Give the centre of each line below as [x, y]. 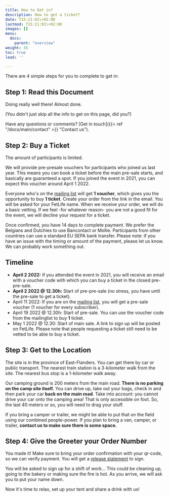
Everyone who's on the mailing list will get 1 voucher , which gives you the [82, 193]
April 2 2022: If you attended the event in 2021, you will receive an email [88, 274]
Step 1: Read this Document [49, 92]
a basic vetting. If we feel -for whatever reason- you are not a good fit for [81, 210]
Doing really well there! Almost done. [44, 104]
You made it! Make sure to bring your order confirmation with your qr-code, [84, 453]
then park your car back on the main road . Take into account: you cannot [82, 394]
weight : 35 [17, 48]
